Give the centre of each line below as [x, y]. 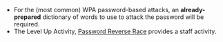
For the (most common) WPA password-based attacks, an [96, 10]
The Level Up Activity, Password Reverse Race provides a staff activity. [115, 31]
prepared [27, 17]
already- [193, 10]
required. [27, 24]
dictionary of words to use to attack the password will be [123, 17]
